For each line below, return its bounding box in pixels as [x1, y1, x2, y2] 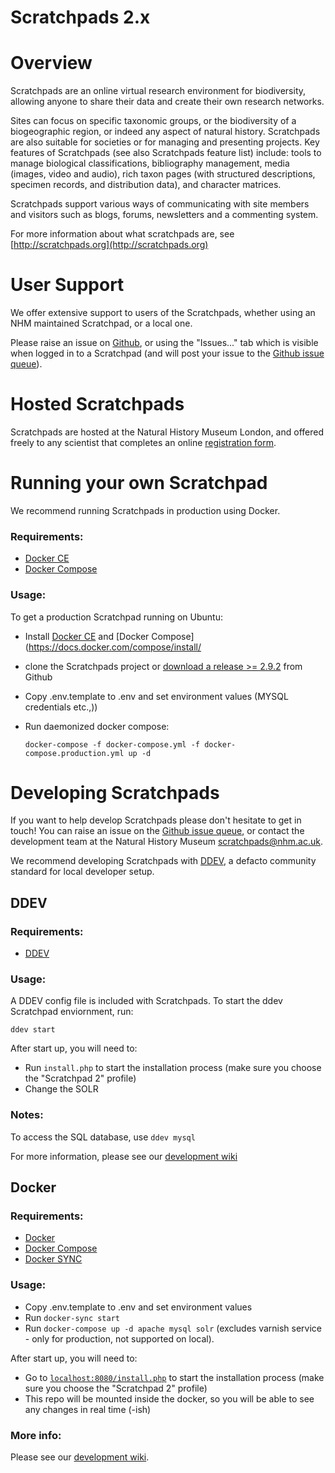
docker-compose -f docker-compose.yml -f [24, 739, 200, 750]
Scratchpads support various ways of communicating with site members [10, 198, 310, 210]
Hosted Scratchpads [10, 393, 185, 416]
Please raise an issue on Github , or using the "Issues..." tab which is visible [10, 337, 319, 349]
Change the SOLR [24, 1083, 99, 1095]
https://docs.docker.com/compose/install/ [28, 641, 202, 653]
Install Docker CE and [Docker [24, 630, 150, 642]
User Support [10, 274, 125, 296]
